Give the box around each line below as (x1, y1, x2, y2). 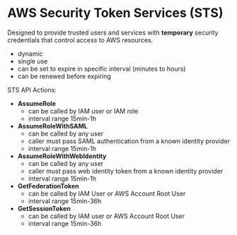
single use (17, 56, 48, 65)
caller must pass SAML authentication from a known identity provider (28, 136, 230, 145)
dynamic (17, 49, 44, 58)
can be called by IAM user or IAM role (28, 107, 139, 115)
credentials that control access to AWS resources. (7, 35, 154, 44)
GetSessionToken (17, 204, 71, 212)
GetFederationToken (17, 181, 79, 190)
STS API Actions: (7, 85, 57, 94)
